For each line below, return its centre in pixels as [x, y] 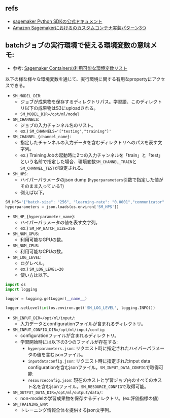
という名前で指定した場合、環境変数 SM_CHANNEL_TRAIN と [78, 161]
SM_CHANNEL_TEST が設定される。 [53, 168]
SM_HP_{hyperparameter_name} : [44, 217]
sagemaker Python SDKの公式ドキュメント [57, 21]
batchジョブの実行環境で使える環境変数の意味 [78, 45]
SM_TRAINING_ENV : [30, 404]
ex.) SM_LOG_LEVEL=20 [42, 269]
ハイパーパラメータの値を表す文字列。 [60, 223]
